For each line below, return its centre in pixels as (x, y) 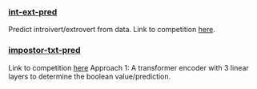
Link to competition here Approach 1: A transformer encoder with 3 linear (129, 67)
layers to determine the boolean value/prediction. (90, 76)
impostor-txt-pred (45, 51)
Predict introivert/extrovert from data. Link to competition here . (112, 30)
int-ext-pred (33, 12)
